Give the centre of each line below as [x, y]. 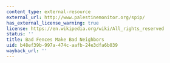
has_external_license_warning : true [53, 23]
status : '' [20, 34]
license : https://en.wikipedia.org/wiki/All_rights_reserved [85, 28]
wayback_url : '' [27, 51]
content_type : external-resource [49, 12]
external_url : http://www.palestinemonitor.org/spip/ [76, 17]
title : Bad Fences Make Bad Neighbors [55, 40]
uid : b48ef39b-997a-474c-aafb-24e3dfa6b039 [62, 46]
